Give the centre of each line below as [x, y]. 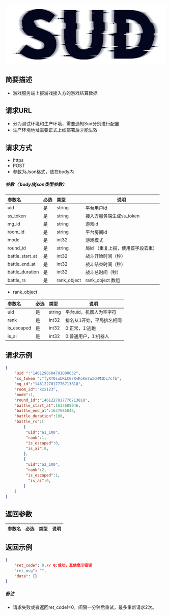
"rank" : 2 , [36, 470]
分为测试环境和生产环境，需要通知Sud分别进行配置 [66, 124]
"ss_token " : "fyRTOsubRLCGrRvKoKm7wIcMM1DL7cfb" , [68, 379]
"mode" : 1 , [25, 395]
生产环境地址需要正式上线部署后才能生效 [55, 130]
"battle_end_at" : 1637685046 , [45, 411]
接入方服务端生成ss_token [112, 216]
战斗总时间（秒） [103, 272]
